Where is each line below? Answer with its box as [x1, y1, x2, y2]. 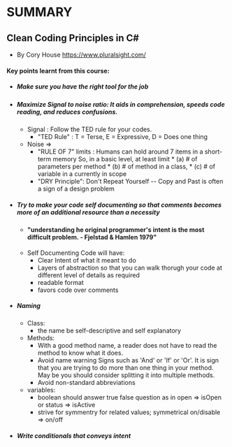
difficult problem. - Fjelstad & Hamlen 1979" [27, 233, 157, 241]
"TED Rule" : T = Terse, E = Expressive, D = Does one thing [37, 132, 208, 140]
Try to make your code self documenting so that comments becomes [16, 200, 222, 209]
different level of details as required [37, 270, 140, 279]
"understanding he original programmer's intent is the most [27, 225, 205, 234]
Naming [16, 302, 41, 310]
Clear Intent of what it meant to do [37, 256, 137, 264]
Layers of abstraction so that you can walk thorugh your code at [37, 263, 223, 272]
